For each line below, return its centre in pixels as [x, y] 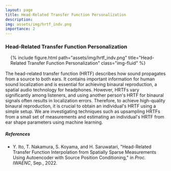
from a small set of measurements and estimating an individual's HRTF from [85, 117]
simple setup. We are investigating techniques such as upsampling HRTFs [83, 111]
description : [19, 19]
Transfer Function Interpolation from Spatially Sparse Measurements [84, 152]
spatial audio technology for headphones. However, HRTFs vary [72, 90]
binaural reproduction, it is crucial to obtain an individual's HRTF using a [81, 106]
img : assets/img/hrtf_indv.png [38, 24]
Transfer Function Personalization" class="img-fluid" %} [87, 63]
